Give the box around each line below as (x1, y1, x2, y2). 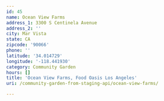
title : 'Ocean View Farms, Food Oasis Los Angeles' (6, 75, 137, 81)
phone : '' (6, 48, 31, 53)
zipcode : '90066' (6, 42, 49, 48)
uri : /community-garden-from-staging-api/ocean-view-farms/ (6, 81, 159, 87)
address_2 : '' (6, 25, 42, 31)
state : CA (6, 36, 31, 42)
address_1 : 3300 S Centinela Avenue (6, 20, 97, 26)
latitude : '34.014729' (6, 53, 63, 59)
